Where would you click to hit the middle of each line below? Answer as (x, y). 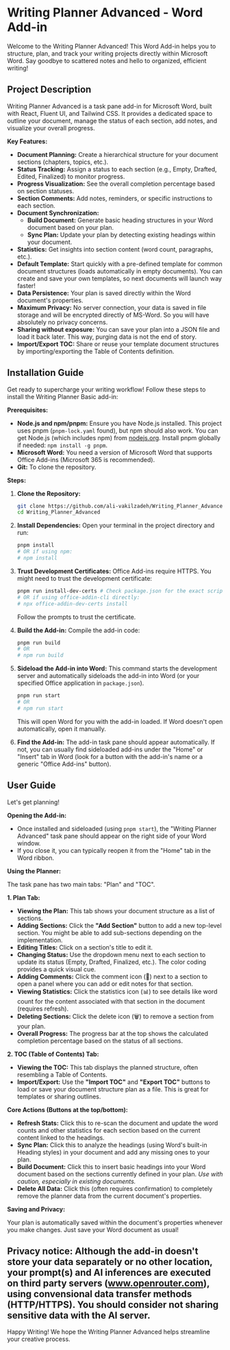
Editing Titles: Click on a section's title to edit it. (85, 947)
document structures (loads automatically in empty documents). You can (120, 271)
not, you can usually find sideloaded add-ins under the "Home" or (110, 749)
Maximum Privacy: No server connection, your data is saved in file (112, 307)
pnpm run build (39, 642)
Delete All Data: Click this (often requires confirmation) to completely (115, 1188)
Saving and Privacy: (36, 1209)
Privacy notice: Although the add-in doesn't (103, 1252)
